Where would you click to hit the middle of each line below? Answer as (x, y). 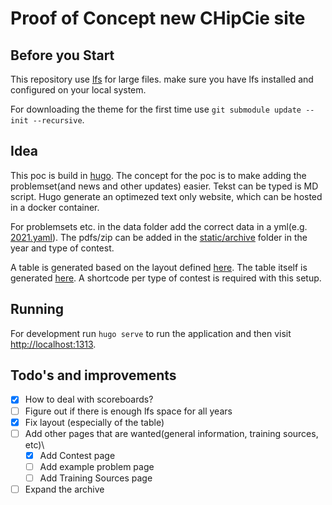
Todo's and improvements (93, 375)
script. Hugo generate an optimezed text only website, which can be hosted (166, 196)
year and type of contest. (62, 248)
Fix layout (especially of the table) (94, 422)
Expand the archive (64, 489)
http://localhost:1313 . (53, 344)
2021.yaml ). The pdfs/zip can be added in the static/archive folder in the (159, 237)
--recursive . (58, 120)
